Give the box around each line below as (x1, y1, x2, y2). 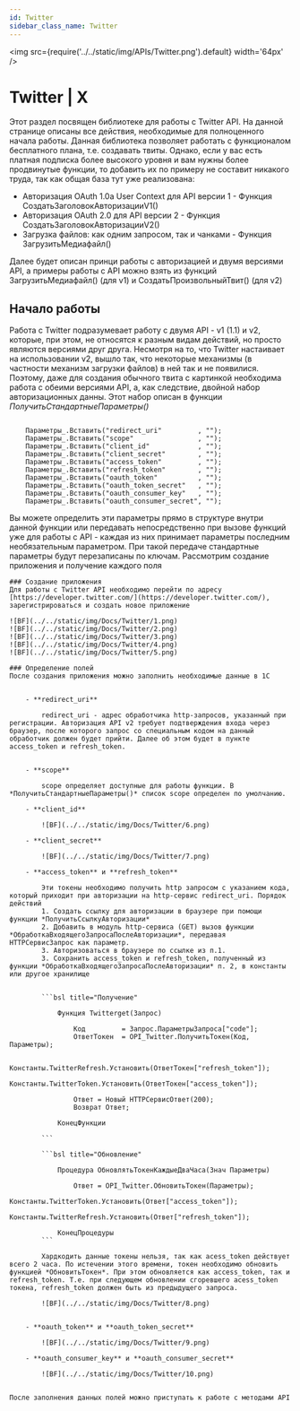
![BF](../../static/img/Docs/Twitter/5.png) (9, 648, 178, 657)
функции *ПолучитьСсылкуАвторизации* (9, 915, 150, 924)
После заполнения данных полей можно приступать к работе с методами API (9, 1393, 291, 1403)
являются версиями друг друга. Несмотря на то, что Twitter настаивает (9, 344, 285, 355)
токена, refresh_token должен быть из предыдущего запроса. (9, 1284, 239, 1293)
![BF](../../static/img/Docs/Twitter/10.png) (41, 1370, 215, 1379)
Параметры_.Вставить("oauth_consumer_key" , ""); (25, 489, 222, 498)
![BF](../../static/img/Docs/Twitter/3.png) (9, 633, 178, 642)
